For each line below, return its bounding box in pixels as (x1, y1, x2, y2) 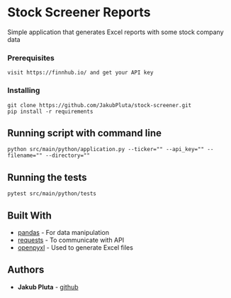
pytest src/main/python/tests (7, 190, 97, 197)
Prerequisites (7, 53, 55, 62)
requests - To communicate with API (17, 236, 125, 244)
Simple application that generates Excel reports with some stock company (7, 28, 224, 36)
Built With (7, 209, 52, 221)
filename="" (7, 152, 43, 160)
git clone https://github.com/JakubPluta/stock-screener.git (7, 101, 192, 109)
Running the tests (7, 171, 87, 183)
